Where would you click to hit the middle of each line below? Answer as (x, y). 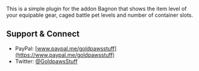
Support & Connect (43, 34)
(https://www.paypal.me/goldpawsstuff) (65, 55)
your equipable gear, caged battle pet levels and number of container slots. (100, 15)
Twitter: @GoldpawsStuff (46, 61)
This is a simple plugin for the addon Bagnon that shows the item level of (96, 9)
